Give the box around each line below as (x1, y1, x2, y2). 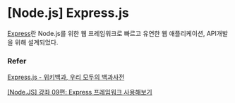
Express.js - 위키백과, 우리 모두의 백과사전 (7, 73, 125, 82)
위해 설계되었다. (14, 37, 59, 47)
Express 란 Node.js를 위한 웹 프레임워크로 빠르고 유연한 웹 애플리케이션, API (7, 29, 217, 37)
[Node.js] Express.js (7, 5, 129, 21)
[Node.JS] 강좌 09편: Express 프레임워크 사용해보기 (7, 88, 153, 97)
